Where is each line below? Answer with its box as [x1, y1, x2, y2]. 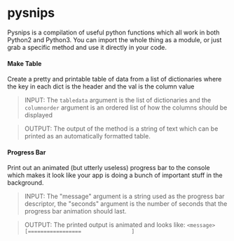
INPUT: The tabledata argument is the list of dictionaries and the [24, 96, 212, 105]
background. [7, 178, 44, 187]
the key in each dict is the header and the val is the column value [7, 82, 195, 91]
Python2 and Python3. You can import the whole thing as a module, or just [7, 35, 222, 44]
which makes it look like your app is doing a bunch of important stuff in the [7, 171, 223, 180]
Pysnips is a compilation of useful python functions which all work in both [7, 28, 220, 37]
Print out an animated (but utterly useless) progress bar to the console [7, 164, 210, 172]
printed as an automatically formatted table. [24, 132, 151, 141]
